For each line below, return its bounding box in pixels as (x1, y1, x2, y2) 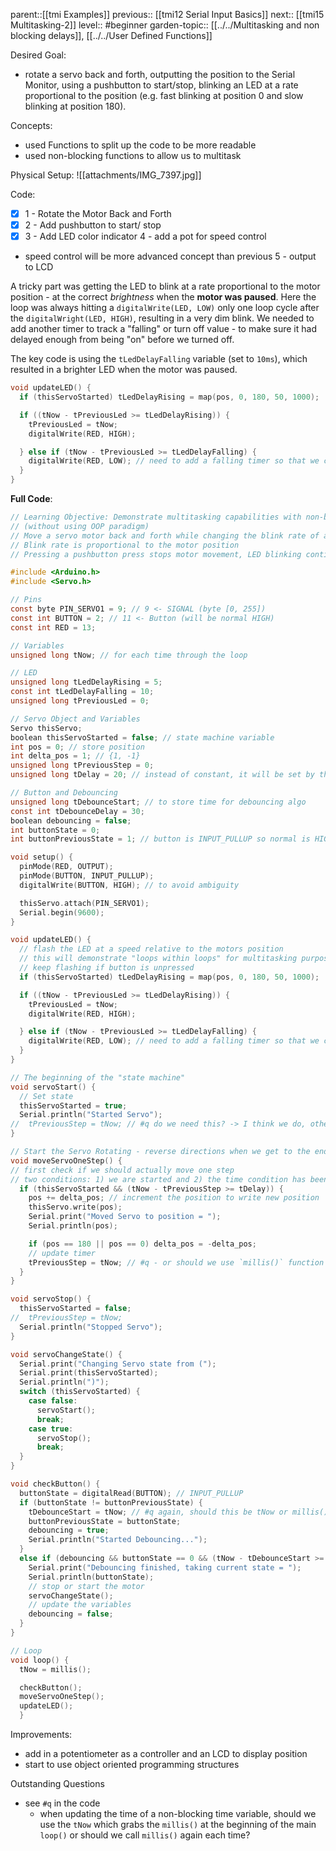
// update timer (28, 1248, 97, 1258)
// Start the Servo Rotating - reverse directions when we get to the (10, 1147, 311, 1157)
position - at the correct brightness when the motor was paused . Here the (10, 291, 317, 303)
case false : (28, 1396, 78, 1406)
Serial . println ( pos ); (28, 1221, 118, 1231)
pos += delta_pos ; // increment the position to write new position (28, 1193, 320, 1203)
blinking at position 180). (24, 100, 127, 112)
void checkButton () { (10, 1479, 101, 1489)
